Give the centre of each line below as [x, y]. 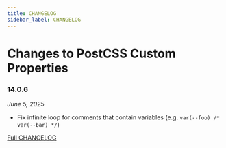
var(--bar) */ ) [38, 124]
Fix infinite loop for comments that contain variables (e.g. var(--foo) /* [118, 117]
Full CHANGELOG [32, 138]
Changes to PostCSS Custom [91, 54]
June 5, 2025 [26, 104]
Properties [38, 68]
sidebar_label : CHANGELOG [44, 20]
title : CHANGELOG [32, 13]
